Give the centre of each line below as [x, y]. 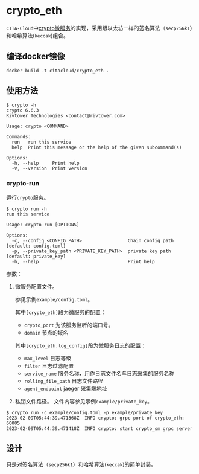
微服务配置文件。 [36, 286]
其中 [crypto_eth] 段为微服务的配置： [60, 312]
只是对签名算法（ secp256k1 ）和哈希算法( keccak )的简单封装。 [81, 464]
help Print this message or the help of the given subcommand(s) [97, 147]
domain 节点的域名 [46, 332]
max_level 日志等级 [47, 358]
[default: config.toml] [36, 246]
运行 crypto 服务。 [28, 197]
